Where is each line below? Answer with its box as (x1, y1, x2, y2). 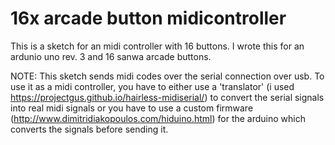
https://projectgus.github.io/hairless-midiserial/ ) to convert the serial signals (10, 91, 325, 103)
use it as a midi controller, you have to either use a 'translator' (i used (10, 80, 295, 92)
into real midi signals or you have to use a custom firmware (10, 102, 254, 114)
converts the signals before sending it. (10, 123, 169, 135)
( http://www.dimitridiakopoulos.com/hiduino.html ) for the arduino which (10, 112, 307, 124)
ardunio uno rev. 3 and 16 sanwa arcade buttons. (10, 50, 212, 62)
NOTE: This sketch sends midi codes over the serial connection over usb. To (10, 70, 325, 82)
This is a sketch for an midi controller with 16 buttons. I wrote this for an (10, 40, 305, 52)
